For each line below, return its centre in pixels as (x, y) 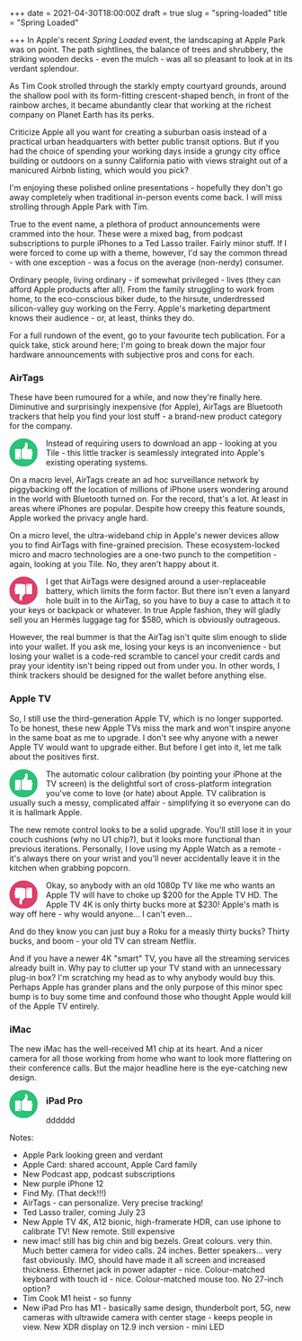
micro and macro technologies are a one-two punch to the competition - (143, 555)
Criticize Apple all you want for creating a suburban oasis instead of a (138, 132)
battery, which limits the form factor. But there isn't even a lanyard (168, 591)
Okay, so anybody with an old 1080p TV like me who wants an (161, 885)
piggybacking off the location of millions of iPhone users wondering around (149, 490)
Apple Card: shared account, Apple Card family (110, 1165)
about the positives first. (54, 756)
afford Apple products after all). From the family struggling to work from (142, 289)
